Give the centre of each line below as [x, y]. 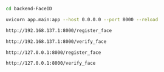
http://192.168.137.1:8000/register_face [59, 30]
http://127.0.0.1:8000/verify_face [51, 64]
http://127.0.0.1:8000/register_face [53, 52]
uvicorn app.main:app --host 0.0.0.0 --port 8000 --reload [82, 19]
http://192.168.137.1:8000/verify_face [56, 41]
